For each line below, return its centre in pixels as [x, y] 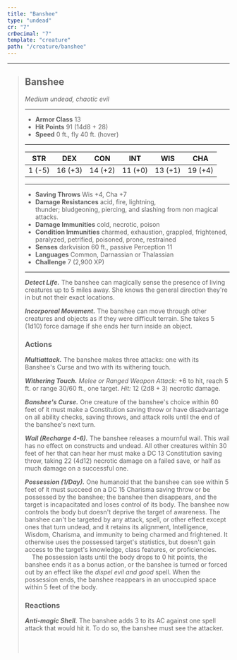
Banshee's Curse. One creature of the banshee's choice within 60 [121, 402]
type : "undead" [30, 20]
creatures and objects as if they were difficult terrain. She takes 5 [120, 318]
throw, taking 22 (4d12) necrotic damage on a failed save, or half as [122, 461]
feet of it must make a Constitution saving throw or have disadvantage [127, 410]
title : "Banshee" [33, 14]
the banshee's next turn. [60, 425]
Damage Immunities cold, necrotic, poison [97, 224]
